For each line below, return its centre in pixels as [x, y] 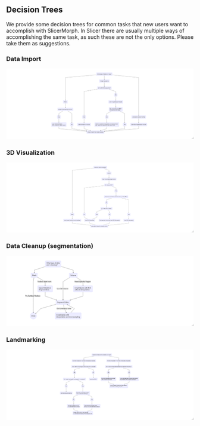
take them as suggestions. [38, 43]
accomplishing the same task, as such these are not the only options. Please [100, 37]
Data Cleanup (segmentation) [50, 246]
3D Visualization [31, 152]
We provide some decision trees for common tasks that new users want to [97, 24]
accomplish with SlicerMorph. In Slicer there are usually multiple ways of [95, 30]
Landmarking [26, 340]
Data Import [24, 59]
